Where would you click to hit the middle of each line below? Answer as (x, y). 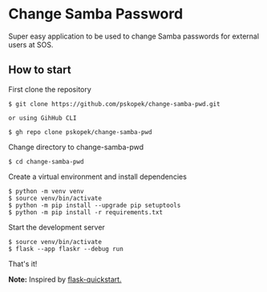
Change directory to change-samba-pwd (76, 147)
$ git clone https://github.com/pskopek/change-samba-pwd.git (114, 104)
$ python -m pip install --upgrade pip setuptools (95, 205)
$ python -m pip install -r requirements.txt (85, 212)
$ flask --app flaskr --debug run (66, 249)
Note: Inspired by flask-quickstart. (65, 279)
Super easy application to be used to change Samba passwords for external (133, 36)
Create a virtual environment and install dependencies (97, 176)
